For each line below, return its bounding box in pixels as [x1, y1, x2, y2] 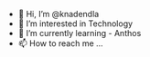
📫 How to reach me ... [17, 38, 103, 49]
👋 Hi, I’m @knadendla [17, 9, 100, 19]
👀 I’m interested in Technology [17, 18, 134, 29]
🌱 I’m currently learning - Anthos [17, 28, 142, 38]
